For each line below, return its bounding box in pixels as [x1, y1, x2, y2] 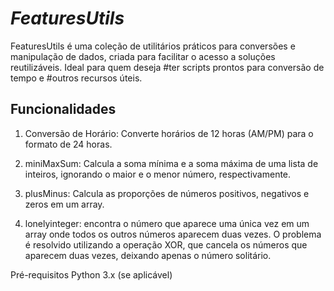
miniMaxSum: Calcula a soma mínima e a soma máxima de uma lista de [24, 157, 319, 169]
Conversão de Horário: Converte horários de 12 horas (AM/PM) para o [24, 127, 314, 139]
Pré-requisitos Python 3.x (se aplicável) [10, 268, 173, 281]
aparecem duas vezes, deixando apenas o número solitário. [24, 249, 272, 261]
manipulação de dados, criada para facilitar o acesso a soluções [10, 50, 276, 62]
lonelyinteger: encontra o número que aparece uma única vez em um [24, 217, 310, 229]
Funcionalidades [10, 101, 117, 118]
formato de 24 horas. [24, 138, 113, 150]
